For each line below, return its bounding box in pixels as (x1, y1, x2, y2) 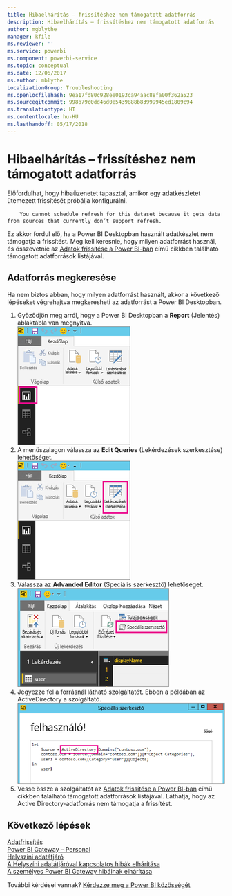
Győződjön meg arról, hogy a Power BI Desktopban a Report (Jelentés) (17, 311, 220, 319)
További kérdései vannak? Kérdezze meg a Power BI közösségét (7, 881, 191, 889)
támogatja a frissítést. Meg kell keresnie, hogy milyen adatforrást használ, (7, 237, 217, 245)
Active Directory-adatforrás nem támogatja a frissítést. (17, 800, 173, 808)
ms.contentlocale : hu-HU (7, 114, 79, 120)
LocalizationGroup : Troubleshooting (7, 84, 113, 91)
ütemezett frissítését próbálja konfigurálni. (7, 196, 128, 204)
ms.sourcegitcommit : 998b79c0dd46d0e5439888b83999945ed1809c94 (7, 99, 193, 106)
